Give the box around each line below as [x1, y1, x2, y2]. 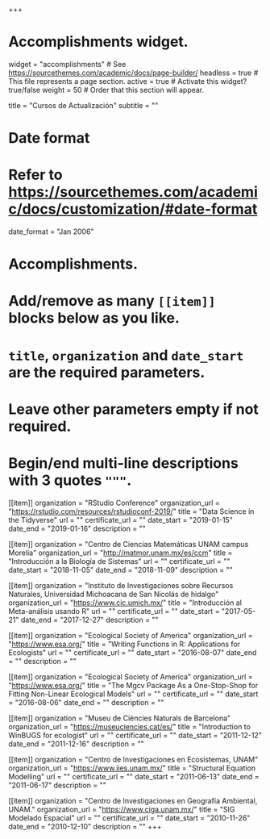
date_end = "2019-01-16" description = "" [8, 524, 147, 533]
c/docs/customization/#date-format [8, 200, 258, 219]
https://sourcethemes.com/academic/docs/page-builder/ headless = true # [8, 68, 259, 77]
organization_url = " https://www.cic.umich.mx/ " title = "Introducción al [8, 598, 242, 607]
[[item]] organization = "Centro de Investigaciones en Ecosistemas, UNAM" [8, 754, 259, 764]
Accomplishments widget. [8, 33, 189, 51]
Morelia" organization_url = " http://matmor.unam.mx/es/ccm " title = [8, 548, 233, 557]
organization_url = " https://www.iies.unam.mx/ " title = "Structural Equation [8, 763, 256, 773]
